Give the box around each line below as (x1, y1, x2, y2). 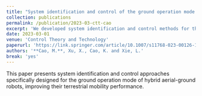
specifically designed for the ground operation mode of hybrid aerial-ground (6, 76, 196, 83)
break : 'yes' (6, 53, 39, 59)
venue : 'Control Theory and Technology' (6, 37, 109, 43)
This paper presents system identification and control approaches (6, 70, 170, 77)
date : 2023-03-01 (6, 31, 50, 37)
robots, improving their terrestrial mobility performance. (6, 82, 144, 90)
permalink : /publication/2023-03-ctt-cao (6, 20, 112, 26)
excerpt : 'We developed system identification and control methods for (6, 25, 189, 32)
